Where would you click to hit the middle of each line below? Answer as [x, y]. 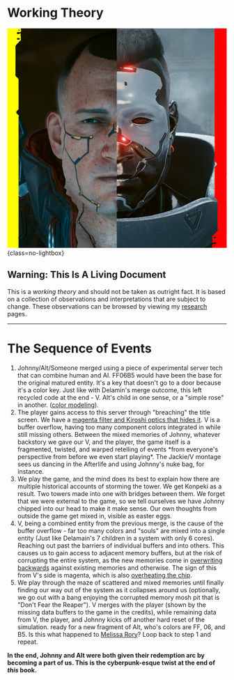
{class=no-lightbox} [36, 253]
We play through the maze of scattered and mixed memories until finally [120, 582]
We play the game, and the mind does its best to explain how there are [118, 479]
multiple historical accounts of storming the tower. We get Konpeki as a [119, 486]
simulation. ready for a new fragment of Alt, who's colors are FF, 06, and [121, 627]
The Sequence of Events [79, 348]
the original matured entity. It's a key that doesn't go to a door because [119, 382]
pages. [17, 314]
